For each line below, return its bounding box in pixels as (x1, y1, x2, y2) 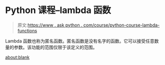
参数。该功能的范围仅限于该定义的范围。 (13, 44, 97, 50)
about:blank (5, 54, 30, 60)
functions (17, 27, 37, 33)
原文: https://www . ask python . (17, 22, 82, 28)
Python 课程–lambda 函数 (5, 4, 111, 16)
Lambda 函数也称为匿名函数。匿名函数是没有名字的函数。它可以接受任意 (5, 38, 154, 44)
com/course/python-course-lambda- (83, 22, 160, 28)
